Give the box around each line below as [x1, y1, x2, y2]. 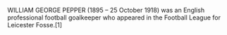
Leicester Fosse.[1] [7, 21, 62, 29]
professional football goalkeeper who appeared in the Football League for [7, 13, 221, 22]
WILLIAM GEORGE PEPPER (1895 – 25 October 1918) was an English [7, 6, 205, 14]
